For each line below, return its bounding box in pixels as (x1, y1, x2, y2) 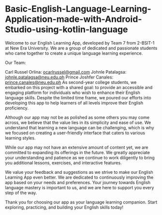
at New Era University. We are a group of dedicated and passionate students (5, 45, 158, 51)
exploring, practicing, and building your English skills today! (5, 204, 124, 210)
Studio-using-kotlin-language (5, 24, 128, 35)
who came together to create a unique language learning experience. (5, 50, 143, 56)
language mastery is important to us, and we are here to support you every (5, 184, 154, 190)
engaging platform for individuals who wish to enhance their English (5, 90, 140, 95)
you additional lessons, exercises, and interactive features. (5, 160, 122, 166)
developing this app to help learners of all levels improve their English (5, 100, 144, 106)
